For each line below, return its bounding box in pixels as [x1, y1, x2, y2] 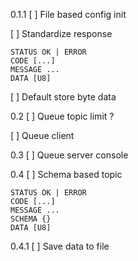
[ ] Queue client [10, 130, 75, 141]
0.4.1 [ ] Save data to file [10, 240, 110, 252]
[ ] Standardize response [10, 28, 113, 39]
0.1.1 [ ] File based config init [10, 9, 127, 20]
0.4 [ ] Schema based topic [10, 169, 123, 180]
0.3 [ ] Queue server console [10, 149, 129, 161]
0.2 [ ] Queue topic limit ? [10, 110, 115, 122]
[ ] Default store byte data [10, 91, 117, 103]
